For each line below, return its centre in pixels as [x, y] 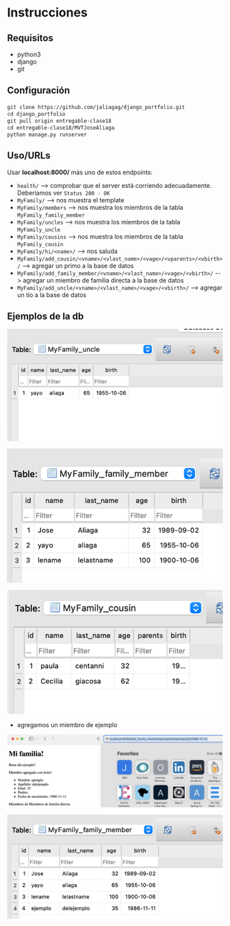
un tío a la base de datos [52, 295]
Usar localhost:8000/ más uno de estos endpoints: [80, 172]
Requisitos [30, 38]
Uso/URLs [29, 156]
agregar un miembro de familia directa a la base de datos [103, 280]
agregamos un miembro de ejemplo [67, 725]
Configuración [39, 91]
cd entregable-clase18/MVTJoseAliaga [61, 128]
